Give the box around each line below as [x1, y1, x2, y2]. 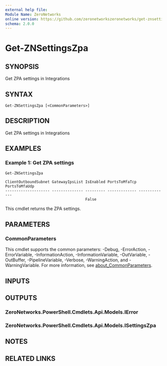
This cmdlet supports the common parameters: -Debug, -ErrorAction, [5, 246, 148, 252]
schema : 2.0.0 [5, 21, 35, 26]
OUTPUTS [5, 293, 37, 302]
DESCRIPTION [5, 117, 50, 125]
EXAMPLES [5, 144, 41, 153]
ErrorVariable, [5, 252, 34, 258]
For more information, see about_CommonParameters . [41, 262, 153, 268]
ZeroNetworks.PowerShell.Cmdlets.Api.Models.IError [5, 308, 138, 315]
